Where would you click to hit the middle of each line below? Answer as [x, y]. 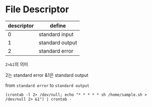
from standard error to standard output [47, 85]
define [58, 26]
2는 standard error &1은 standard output [47, 75]
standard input [56, 34]
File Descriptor [37, 9]
